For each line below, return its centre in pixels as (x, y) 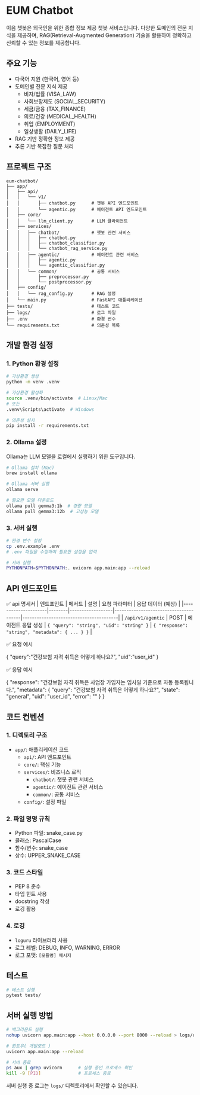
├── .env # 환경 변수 (61, 319)
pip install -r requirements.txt (48, 426)
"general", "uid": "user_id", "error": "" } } (56, 697)
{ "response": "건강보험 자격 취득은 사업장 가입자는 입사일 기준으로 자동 (90, 682)
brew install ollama (32, 473)
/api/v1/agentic (145, 618)
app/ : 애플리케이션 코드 (42, 749)
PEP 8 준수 (28, 886)
